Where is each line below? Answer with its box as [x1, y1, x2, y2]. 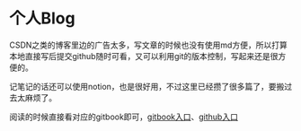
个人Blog [9, 8, 75, 29]
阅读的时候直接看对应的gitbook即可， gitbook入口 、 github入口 [9, 111, 238, 122]
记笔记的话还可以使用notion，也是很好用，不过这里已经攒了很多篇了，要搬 [9, 81, 285, 92]
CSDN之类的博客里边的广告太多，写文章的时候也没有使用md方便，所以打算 [9, 39, 288, 50]
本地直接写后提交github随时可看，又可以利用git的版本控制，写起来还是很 [9, 50, 279, 61]
